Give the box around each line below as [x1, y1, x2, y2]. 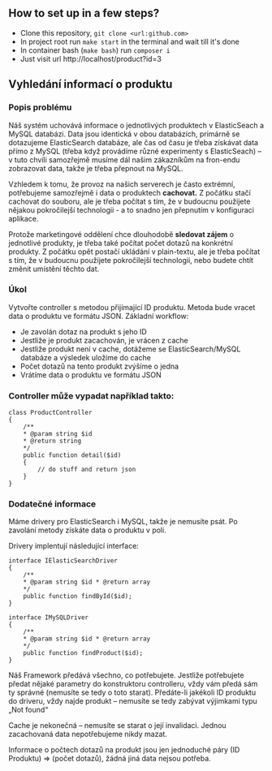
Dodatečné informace [8, 498, 97, 510]
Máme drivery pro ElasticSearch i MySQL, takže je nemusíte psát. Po [8, 517, 238, 527]
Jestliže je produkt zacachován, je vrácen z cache [19, 335, 188, 345]
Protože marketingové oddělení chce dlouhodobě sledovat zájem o [8, 229, 234, 239]
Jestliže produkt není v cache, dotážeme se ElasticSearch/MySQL [19, 344, 241, 354]
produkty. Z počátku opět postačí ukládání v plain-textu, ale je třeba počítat [8, 247, 261, 256]
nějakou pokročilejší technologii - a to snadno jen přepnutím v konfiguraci [8, 205, 254, 214]
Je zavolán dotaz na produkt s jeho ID [19, 326, 148, 336]
